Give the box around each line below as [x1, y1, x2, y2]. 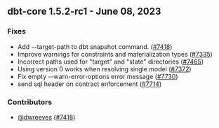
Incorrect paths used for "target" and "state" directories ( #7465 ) [17, 57, 204, 66]
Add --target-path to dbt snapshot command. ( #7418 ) [17, 42, 173, 51]
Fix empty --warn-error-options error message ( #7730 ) [17, 72, 178, 80]
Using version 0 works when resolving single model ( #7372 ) [17, 64, 192, 73]
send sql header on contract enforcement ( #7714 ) [17, 80, 162, 88]
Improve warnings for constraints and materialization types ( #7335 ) [17, 50, 213, 58]
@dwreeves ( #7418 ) [17, 113, 76, 121]
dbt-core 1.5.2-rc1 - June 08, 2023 [7, 6, 161, 17]
